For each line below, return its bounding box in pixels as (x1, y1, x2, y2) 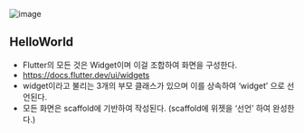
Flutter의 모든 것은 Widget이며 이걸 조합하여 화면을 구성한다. (22, 59, 238, 70)
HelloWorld (9, 34, 74, 49)
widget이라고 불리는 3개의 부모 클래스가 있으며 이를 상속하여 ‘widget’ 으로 (22, 80, 285, 91)
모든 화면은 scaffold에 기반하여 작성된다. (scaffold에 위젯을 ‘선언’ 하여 (22, 102, 271, 113)
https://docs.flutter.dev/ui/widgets (22, 69, 150, 80)
